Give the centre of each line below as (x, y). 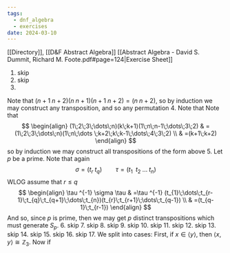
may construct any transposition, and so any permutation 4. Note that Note (113, 108)
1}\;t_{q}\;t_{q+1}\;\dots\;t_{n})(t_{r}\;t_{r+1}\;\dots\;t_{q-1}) (99, 200)
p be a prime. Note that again (49, 159)
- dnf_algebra (33, 20)
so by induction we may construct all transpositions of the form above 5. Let (115, 151)
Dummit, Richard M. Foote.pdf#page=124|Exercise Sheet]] (90, 60)
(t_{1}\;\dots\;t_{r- (189, 192)
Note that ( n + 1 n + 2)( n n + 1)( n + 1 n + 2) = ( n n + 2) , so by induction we (110, 101)
